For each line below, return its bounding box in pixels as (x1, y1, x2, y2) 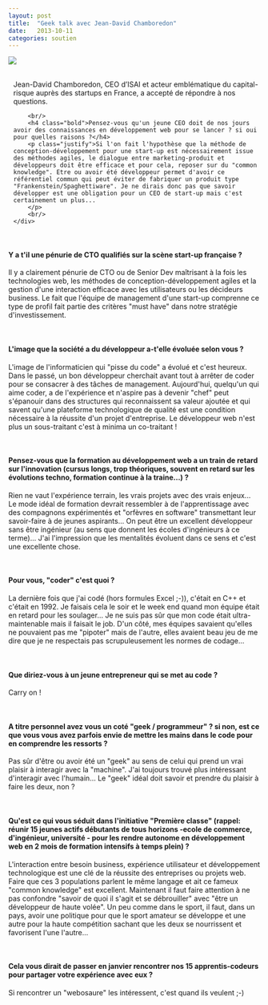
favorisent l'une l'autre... (8, 927, 89, 937)
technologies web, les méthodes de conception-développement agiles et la (8, 276, 257, 286)
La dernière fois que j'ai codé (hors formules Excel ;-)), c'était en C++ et (8, 594, 246, 603)
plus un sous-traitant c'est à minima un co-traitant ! (8, 422, 178, 432)
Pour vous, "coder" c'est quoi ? (8, 575, 115, 586)
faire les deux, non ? (8, 782, 75, 792)
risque (13, 88, 34, 98)
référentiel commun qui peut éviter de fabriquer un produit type (13, 176, 240, 184)
